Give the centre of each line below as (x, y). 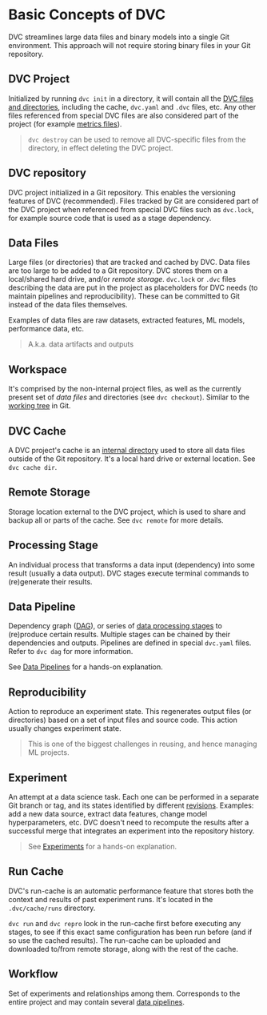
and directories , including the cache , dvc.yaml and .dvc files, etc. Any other (132, 106)
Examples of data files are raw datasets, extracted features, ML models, (127, 320)
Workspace (38, 369)
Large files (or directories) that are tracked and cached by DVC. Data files (129, 263)
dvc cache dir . (33, 467)
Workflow (33, 974)
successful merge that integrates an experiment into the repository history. (132, 831)
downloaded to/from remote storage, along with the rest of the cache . (123, 949)
